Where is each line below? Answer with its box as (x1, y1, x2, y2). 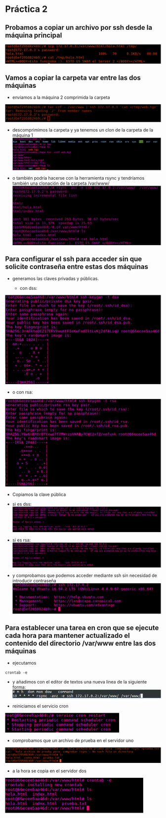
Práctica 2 (5, 3, 48, 15)
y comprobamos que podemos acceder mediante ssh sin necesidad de (12, 572, 157, 578)
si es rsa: (12, 537, 31, 543)
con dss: (19, 285, 38, 291)
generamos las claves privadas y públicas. (12, 275, 99, 281)
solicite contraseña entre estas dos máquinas (5, 262, 149, 271)
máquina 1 (12, 132, 33, 138)
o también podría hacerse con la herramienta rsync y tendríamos (12, 175, 145, 181)
